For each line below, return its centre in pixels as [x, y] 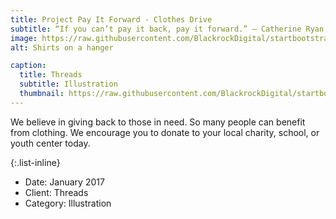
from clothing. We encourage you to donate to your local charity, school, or [165, 132]
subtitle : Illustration [68, 84]
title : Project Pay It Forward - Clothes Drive [111, 19]
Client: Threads [56, 192]
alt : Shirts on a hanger [62, 47]
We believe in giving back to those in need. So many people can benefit [158, 122]
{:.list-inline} [35, 162]
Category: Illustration [68, 203]
